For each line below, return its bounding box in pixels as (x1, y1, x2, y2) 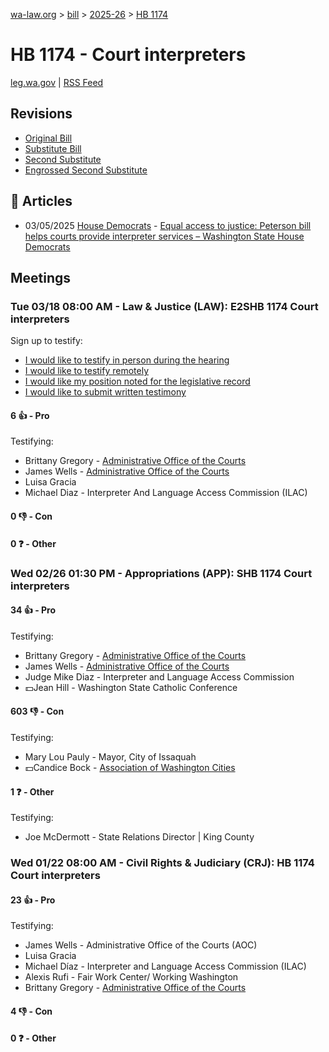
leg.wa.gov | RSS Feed (10, 76, 104, 88)
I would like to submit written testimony (24, 386, 187, 398)
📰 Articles (10, 193, 73, 210)
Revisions (10, 105, 73, 123)
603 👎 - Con (10, 705, 65, 718)
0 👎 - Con (10, 510, 53, 523)
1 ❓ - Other (10, 785, 55, 798)
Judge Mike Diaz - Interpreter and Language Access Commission (24, 670, 295, 683)
